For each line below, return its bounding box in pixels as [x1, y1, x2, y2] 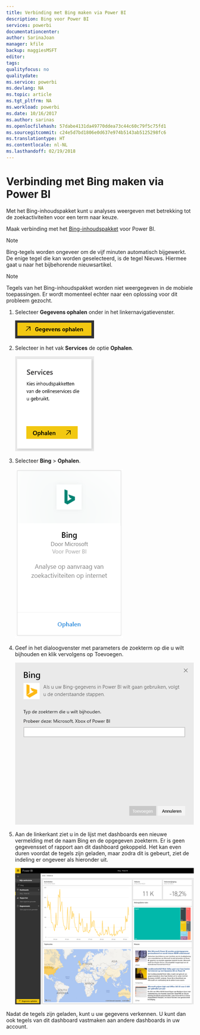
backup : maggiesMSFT [6, 48, 58, 54]
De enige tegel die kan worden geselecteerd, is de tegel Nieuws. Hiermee [6, 255, 187, 262]
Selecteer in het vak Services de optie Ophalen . [14, 344, 134, 351]
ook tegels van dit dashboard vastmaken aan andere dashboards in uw [6, 1016, 180, 1024]
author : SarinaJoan [6, 35, 55, 41]
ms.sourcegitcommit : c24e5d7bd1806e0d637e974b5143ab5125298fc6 [6, 129, 167, 136]
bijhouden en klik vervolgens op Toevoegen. [14, 650, 124, 657]
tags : [6, 60, 20, 66]
